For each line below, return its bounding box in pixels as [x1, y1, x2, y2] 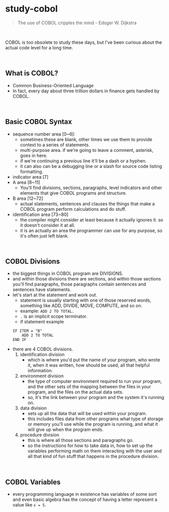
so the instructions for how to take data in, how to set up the [27, 442, 153, 449]
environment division [20, 373, 64, 379]
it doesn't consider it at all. [20, 222, 76, 228]
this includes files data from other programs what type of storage [27, 416, 163, 422]
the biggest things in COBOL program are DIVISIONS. [12, 270, 124, 276]
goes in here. [20, 152, 48, 158]
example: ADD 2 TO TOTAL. [20, 308, 75, 314]
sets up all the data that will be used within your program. [27, 411, 147, 417]
